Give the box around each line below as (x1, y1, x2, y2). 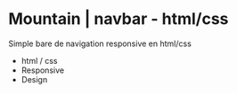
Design (20, 74, 48, 84)
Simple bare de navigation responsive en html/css (8, 38, 192, 49)
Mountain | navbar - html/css (8, 9, 229, 29)
